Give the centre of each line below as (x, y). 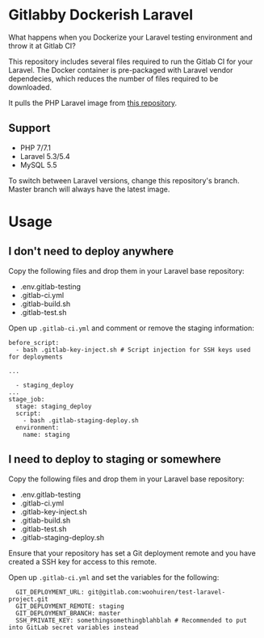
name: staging (46, 434)
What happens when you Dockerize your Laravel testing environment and (130, 37)
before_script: (34, 342)
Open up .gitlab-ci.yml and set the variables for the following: (114, 577)
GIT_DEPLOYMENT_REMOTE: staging (70, 606)
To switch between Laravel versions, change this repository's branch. (124, 180)
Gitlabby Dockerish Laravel (101, 15)
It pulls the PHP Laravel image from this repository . (93, 103)
